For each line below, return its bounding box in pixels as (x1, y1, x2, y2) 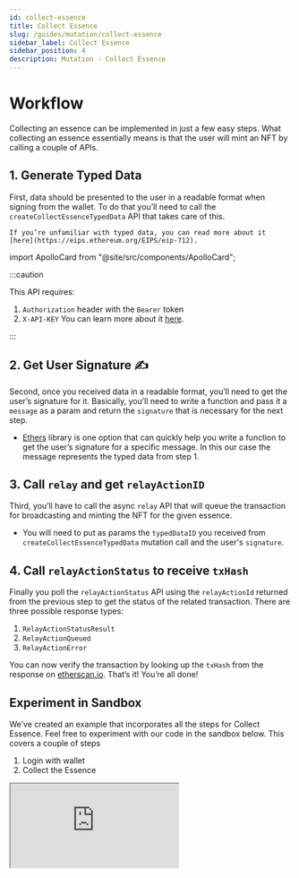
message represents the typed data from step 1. (21, 451, 200, 461)
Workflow (9, 93, 84, 114)
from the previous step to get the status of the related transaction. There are (9, 597, 291, 607)
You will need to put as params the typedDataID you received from (21, 528, 266, 538)
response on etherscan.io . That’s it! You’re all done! (9, 669, 199, 680)
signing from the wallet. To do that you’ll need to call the (9, 201, 217, 211)
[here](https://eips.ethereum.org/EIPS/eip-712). (9, 236, 199, 245)
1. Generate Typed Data (9, 168, 142, 184)
